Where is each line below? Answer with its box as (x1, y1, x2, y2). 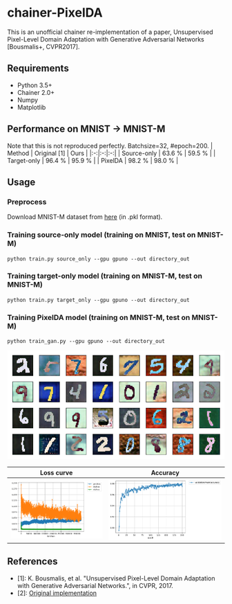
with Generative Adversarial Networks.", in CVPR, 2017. (17, 581, 174, 589)
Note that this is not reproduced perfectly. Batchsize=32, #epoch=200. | (7, 141, 213, 150)
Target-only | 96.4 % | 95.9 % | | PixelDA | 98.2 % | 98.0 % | (7, 156, 178, 164)
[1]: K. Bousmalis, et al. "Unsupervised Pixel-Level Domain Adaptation (17, 574, 215, 583)
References (7, 556, 58, 567)
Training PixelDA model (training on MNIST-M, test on (7, 312, 191, 322)
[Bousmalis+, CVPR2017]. (7, 42, 80, 51)
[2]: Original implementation (17, 589, 97, 597)
